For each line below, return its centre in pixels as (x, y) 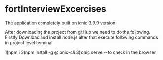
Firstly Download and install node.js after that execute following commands (81, 37)
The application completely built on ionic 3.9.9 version (60, 23)
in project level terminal (29, 42)
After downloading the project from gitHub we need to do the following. (78, 32)
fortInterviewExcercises (56, 9)
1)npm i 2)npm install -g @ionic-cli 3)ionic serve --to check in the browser (81, 52)
